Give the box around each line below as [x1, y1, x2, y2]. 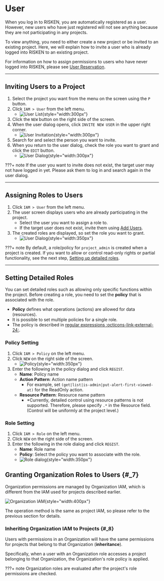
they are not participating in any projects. [5, 29, 88, 35]
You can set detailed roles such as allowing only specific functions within [5, 286, 152, 293]
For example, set [26, 381, 61, 387]
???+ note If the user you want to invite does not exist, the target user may [5, 162, 155, 168]
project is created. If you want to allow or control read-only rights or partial [5, 250, 155, 256]
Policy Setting [5, 340, 39, 346]
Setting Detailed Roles [5, 274, 74, 282]
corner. [12, 126, 27, 132]
